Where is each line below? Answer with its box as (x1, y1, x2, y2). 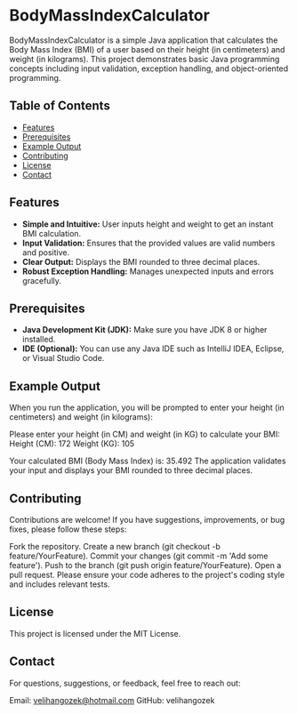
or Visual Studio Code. (21, 353, 105, 364)
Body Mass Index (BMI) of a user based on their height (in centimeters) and (9, 44, 285, 54)
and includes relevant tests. (9, 579, 110, 590)
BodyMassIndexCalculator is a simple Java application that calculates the (9, 35, 278, 45)
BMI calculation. (21, 228, 82, 238)
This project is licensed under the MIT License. (9, 628, 181, 638)
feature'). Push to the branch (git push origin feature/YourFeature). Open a (9, 560, 282, 570)
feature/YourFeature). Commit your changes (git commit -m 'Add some (9, 550, 269, 561)
